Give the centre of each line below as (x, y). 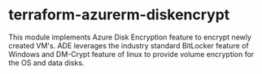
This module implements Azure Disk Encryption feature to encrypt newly (130, 37)
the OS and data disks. (46, 63)
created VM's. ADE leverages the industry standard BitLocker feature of (129, 45)
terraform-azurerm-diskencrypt (119, 15)
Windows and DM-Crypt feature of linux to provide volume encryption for (131, 54)
